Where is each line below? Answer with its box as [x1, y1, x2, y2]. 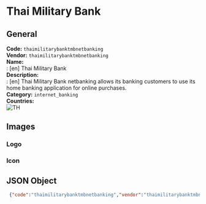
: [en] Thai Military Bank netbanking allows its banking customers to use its [6, 78, 196, 85]
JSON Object [6, 175, 57, 186]
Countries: [6, 97, 34, 104]
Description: [6, 71, 39, 78]
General [6, 29, 38, 39]
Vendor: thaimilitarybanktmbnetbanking [6, 52, 109, 59]
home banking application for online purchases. [6, 84, 127, 92]
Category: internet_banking [6, 91, 78, 98]
